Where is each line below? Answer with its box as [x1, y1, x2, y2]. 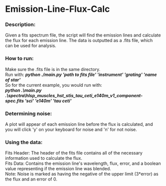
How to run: [5, 55, 34, 62]
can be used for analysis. [5, 43, 57, 49]
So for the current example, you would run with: [5, 82, 102, 88]
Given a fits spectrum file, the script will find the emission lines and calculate [5, 32, 161, 38]
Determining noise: [5, 110, 52, 117]
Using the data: [5, 139, 43, 146]
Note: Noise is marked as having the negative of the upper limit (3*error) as [5, 171, 159, 177]
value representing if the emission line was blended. [5, 166, 111, 172]
